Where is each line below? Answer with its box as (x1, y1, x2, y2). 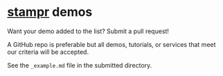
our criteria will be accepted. (7, 48, 89, 56)
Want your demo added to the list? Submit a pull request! (7, 27, 170, 35)
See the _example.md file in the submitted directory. (7, 61, 152, 69)
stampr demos (7, 4, 93, 20)
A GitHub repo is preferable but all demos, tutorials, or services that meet (7, 40, 216, 48)
